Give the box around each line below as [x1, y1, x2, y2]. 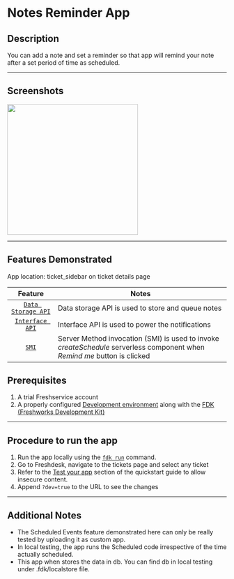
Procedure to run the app [7, 434, 118, 447]
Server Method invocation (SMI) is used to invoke [58, 333, 219, 343]
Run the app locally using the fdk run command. [17, 453, 157, 461]
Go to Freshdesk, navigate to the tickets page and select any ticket [17, 461, 209, 469]
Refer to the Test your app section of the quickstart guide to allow [17, 468, 206, 477]
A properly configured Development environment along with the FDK [17, 401, 214, 409]
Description [7, 33, 59, 45]
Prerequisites [7, 375, 67, 387]
